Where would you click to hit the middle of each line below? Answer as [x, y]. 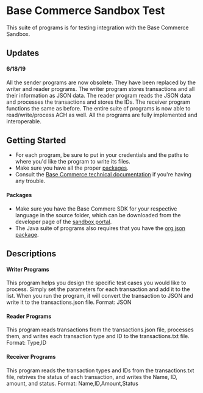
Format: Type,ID [27, 343]
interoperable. [24, 121]
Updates [23, 53]
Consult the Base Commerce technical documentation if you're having [103, 175]
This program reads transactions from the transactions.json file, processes [100, 330]
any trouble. [30, 181]
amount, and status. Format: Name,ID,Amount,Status [73, 383]
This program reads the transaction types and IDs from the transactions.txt [100, 370]
